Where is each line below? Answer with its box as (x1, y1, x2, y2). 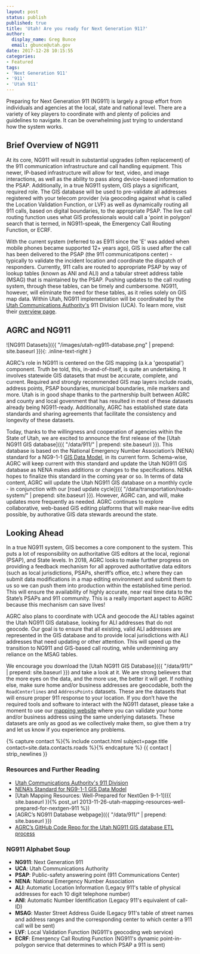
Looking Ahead (6, 528, 64, 538)
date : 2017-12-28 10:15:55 (6, 48, 73, 54)
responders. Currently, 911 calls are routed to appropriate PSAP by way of (6, 263, 187, 270)
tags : (6, 64, 20, 71)
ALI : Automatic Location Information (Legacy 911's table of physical (14, 884, 181, 891)
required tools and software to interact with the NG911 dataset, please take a (6, 701, 194, 708)
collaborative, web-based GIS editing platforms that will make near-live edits (6, 504, 194, 511)
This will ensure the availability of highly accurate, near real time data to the (6, 588, 192, 596)
